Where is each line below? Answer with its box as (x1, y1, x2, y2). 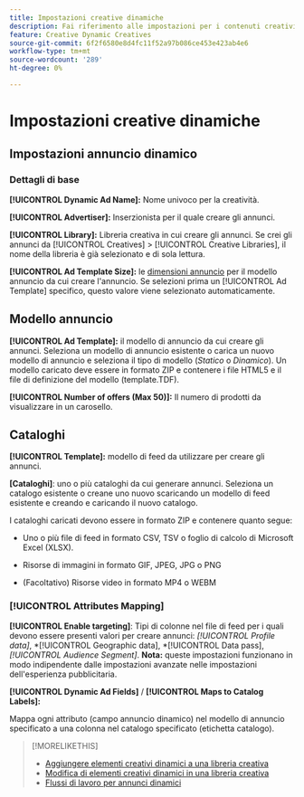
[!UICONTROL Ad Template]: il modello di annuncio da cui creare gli (9, 336, 264, 346)
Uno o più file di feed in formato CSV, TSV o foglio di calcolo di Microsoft (22, 533, 294, 544)
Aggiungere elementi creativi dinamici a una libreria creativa (44, 757, 270, 769)
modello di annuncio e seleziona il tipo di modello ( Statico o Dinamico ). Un (9, 355, 287, 365)
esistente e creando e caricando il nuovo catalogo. (9, 498, 198, 508)
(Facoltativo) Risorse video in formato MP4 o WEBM (22, 577, 217, 588)
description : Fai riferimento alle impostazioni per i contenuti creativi (9, 22, 298, 31)
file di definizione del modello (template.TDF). (9, 374, 179, 384)
